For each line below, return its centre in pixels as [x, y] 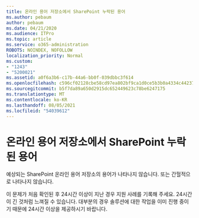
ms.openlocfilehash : [32, 84]
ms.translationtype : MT [36, 94]
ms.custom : [20, 61]
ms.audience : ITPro [30, 34]
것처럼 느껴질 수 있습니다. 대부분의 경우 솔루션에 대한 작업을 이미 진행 [98, 201]
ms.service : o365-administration [47, 45]
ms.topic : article [29, 39]
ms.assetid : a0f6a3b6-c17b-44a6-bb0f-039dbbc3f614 [70, 78]
